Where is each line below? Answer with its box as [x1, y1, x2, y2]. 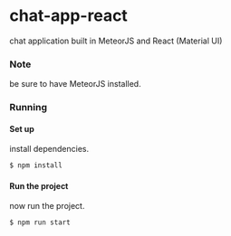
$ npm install [9, 161, 63, 170]
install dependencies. [9, 144, 89, 155]
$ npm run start [9, 218, 71, 227]
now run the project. [9, 201, 85, 212]
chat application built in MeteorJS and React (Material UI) [9, 35, 223, 46]
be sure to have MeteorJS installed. [9, 79, 142, 90]
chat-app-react [9, 5, 129, 26]
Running [9, 101, 48, 114]
